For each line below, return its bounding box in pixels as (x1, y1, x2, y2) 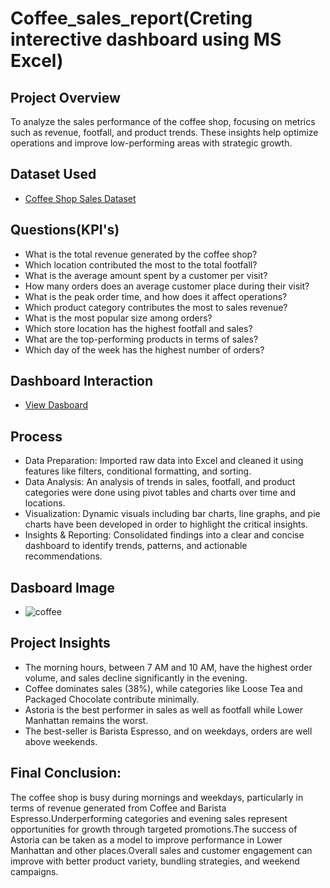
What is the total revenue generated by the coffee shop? (24, 248, 258, 260)
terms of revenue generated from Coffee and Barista (10, 802, 227, 814)
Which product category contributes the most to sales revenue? (24, 301, 288, 313)
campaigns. (10, 865, 59, 877)
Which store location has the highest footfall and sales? (24, 322, 253, 334)
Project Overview (10, 89, 121, 106)
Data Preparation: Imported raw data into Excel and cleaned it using (24, 455, 304, 467)
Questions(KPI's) (10, 222, 120, 239)
